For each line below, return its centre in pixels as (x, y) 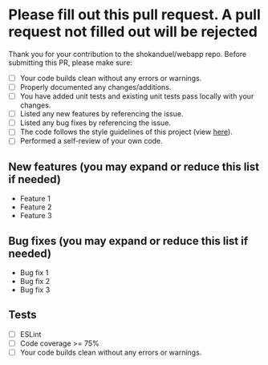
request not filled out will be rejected (133, 32)
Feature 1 (35, 199)
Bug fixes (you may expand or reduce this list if (128, 241)
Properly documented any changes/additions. (95, 87)
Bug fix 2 (35, 281)
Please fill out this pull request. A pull (134, 15)
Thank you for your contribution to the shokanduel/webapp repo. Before (128, 54)
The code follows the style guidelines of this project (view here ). (126, 132)
